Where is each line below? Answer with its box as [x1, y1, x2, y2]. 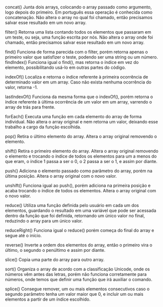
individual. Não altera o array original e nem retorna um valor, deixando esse [5, 119, 158, 124]
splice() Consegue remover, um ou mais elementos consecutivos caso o [5, 286, 150, 292]
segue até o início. [5, 233, 42, 238]
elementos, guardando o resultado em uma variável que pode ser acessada [5, 207, 157, 213]
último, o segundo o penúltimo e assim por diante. [5, 247, 106, 253]
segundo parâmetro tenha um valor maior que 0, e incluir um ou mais [5, 291, 144, 297]
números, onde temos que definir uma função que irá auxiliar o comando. [5, 277, 152, 282]
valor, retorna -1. [5, 84, 38, 90]
